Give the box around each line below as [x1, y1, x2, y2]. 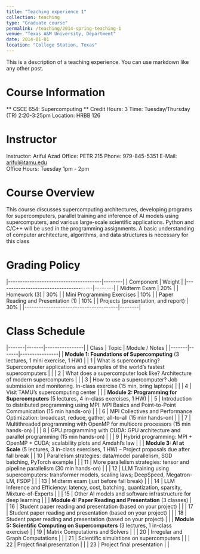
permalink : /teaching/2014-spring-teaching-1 [6, 25, 121, 32]
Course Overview [6, 186, 95, 199]
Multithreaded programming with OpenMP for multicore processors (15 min [6, 420, 191, 427]
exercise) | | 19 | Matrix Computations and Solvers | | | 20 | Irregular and [6, 528, 183, 535]
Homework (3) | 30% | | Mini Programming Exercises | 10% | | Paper [6, 291, 174, 298]
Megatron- [166, 471, 193, 478]
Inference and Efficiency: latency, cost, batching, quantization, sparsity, [6, 484, 182, 491]
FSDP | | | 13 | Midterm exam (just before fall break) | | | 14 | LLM [17, 477, 175, 484]
